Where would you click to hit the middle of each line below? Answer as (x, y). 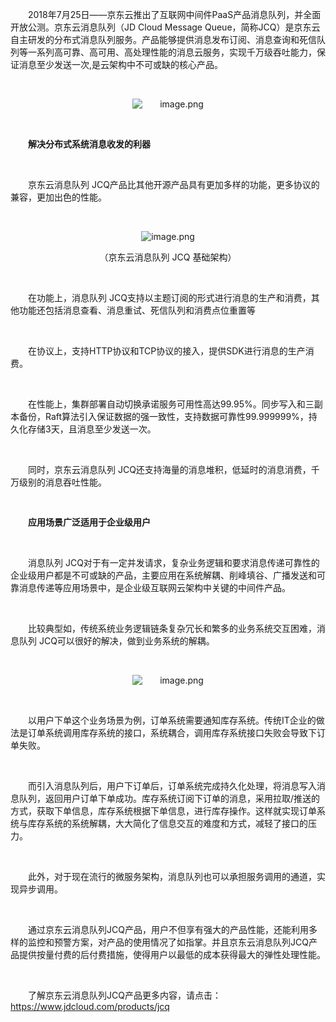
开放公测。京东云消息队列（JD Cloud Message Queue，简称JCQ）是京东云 (165, 27)
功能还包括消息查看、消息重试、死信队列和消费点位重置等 (137, 310)
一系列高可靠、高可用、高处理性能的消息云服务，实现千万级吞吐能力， (172, 52)
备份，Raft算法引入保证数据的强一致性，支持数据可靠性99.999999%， (163, 416)
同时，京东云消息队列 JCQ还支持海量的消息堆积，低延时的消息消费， (170, 469)
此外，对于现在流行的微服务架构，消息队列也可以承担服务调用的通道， (172, 876)
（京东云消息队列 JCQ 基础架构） (168, 257)
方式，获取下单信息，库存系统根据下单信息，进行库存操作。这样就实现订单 (163, 811)
